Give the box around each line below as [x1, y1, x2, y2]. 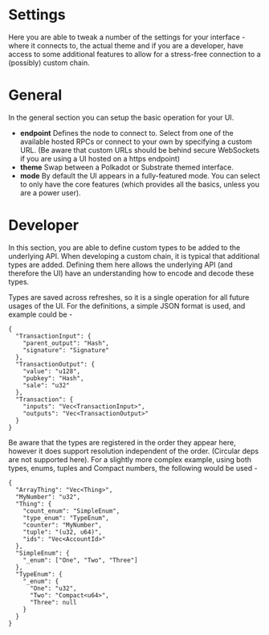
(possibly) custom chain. [8, 58, 90, 68]
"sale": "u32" [22, 381, 70, 389]
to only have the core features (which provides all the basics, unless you [19, 179, 259, 189]
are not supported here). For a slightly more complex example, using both [8, 454, 251, 464]
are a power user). [19, 187, 82, 198]
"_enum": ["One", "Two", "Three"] [22, 556, 138, 564]
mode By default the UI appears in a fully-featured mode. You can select [19, 170, 261, 180]
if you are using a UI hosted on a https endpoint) [19, 154, 181, 163]
